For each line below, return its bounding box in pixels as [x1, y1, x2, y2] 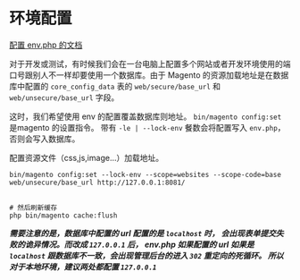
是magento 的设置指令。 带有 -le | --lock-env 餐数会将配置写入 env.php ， [9, 122, 286, 132]
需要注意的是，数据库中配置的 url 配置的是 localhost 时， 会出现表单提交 [9, 227, 277, 238]
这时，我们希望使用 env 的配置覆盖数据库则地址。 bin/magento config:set [9, 111, 282, 122]
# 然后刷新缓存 [9, 203, 58, 212]
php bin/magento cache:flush [9, 211, 118, 220]
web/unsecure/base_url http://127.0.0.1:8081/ [9, 178, 186, 187]
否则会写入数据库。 [9, 133, 80, 144]
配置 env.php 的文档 [9, 39, 83, 50]
